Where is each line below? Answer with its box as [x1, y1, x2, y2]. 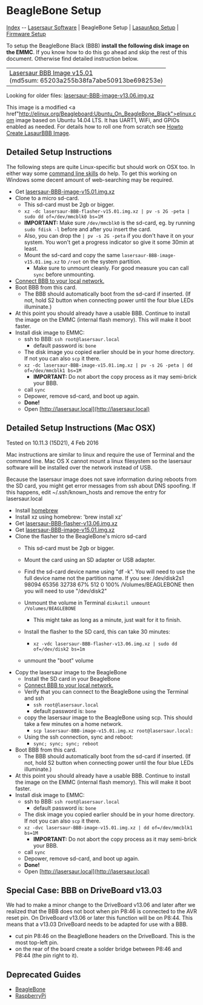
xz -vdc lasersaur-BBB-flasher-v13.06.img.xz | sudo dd [33, 641, 178, 647]
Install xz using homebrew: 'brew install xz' [15, 513, 123, 520]
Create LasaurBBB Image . [6, 129, 71, 137]
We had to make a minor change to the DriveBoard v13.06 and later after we [6, 901, 196, 909]
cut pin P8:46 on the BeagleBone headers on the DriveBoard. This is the [15, 933, 195, 940]
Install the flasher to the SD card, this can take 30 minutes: [24, 627, 171, 635]
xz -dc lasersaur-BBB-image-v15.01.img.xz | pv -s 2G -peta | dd [24, 362, 193, 368]
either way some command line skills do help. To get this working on [6, 170, 178, 177]
